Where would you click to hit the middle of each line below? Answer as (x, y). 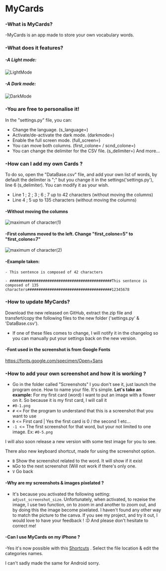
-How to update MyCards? (38, 302)
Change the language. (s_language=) (50, 129)
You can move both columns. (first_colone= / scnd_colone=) (74, 145)
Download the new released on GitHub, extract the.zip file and (69, 313)
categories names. (24, 553)
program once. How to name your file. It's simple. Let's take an (77, 390)
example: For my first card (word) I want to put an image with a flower (84, 395)
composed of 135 (22, 285)
